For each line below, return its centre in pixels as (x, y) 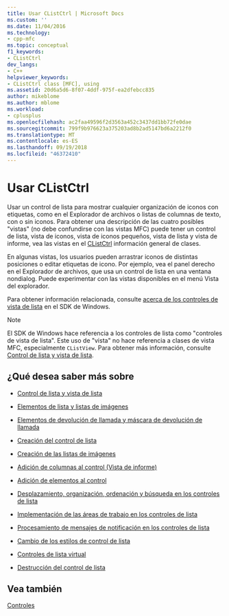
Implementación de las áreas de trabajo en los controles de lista (107, 514)
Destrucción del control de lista (61, 567)
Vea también (35, 589)
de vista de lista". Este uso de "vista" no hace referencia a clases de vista (111, 340)
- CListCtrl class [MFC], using (53, 84)
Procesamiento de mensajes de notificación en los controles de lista (113, 527)
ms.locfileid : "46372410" (44, 154)
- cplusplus (24, 115)
